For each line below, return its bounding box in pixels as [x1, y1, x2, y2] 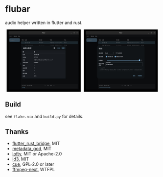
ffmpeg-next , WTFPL [12, 167, 55, 173]
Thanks [5, 127, 29, 136]
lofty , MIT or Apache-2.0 [12, 151, 62, 157]
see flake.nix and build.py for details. [5, 113, 84, 119]
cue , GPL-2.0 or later [12, 161, 55, 167]
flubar [5, 3, 30, 15]
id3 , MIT [12, 156, 29, 162]
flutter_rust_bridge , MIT [12, 141, 60, 147]
